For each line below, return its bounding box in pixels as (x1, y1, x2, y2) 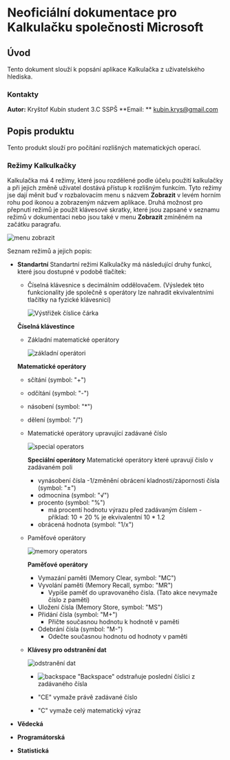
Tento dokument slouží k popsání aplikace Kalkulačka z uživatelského (7, 65, 205, 73)
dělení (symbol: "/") (27, 415, 83, 424)
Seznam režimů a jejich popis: (7, 247, 92, 256)
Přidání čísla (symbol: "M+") (37, 610, 118, 619)
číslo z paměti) (48, 596, 90, 604)
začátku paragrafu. (7, 220, 61, 229)
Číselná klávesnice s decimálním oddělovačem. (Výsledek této (27, 281, 205, 289)
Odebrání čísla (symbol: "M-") (37, 625, 123, 633)
